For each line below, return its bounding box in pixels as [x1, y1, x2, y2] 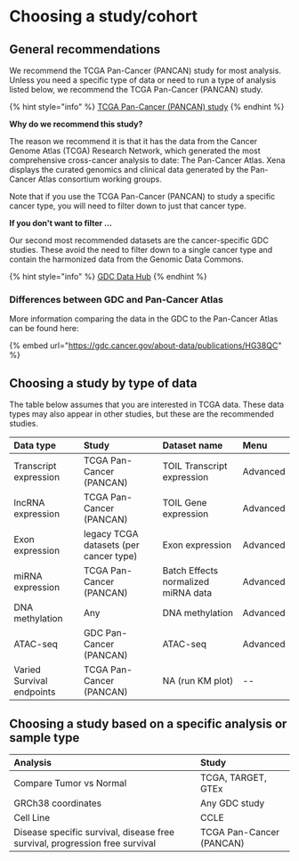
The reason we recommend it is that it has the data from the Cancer [9, 136, 258, 146]
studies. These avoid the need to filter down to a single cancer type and [9, 245, 273, 255]
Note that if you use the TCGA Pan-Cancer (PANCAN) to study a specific [9, 191, 276, 201]
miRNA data [162, 587, 213, 599]
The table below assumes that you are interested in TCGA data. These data [9, 399, 285, 410]
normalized [162, 576, 210, 589]
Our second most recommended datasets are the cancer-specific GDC [9, 235, 269, 246]
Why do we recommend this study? [9, 118, 143, 129]
